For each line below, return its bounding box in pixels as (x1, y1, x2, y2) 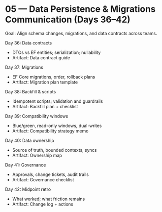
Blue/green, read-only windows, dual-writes (12, 123, 102, 128)
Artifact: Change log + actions (12, 201, 74, 207)
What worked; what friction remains (12, 196, 85, 202)
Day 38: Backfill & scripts (5, 88, 56, 94)
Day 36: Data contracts (5, 40, 52, 45)
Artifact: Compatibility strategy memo (12, 127, 89, 134)
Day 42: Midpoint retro (5, 186, 51, 192)
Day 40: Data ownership (5, 137, 54, 143)
